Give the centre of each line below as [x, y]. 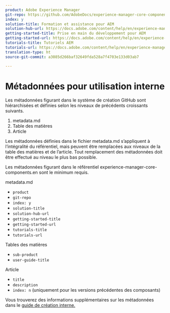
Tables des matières [26, 245]
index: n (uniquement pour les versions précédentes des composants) [87, 290]
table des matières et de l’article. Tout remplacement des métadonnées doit [84, 152]
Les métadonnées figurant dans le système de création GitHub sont [76, 100]
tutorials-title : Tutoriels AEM [39, 43]
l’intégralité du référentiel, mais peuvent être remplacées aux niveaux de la [83, 146]
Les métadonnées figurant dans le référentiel [52, 167]
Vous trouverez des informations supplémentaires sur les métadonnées [80, 300]
